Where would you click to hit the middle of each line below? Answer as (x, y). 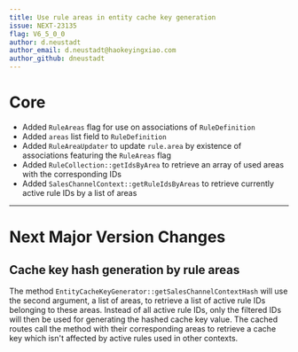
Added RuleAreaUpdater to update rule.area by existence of (132, 145)
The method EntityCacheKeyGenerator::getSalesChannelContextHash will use (149, 291)
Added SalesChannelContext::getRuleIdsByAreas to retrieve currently (148, 184)
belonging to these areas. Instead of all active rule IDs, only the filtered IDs (145, 309)
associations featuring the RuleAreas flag (96, 155)
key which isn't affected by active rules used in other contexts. (124, 338)
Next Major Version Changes (118, 237)
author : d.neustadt (45, 42)
